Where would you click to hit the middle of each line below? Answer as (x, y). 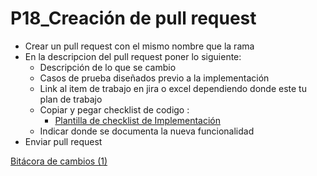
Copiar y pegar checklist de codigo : (114, 109)
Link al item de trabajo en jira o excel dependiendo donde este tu (173, 88)
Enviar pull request (63, 141)
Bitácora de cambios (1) (59, 161)
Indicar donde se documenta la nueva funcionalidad (147, 131)
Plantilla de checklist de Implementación (137, 120)
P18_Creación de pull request (133, 18)
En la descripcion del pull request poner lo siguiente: (133, 56)
